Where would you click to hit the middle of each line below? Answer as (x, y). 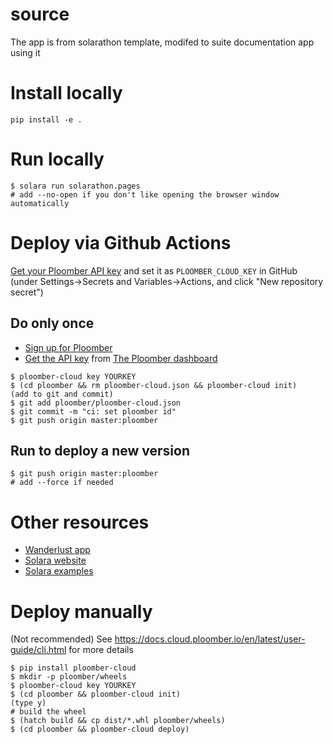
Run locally (57, 159)
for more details (101, 650)
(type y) (28, 703)
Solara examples (59, 571)
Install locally (66, 93)
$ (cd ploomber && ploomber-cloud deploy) (100, 729)
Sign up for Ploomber (68, 347)
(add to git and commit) (62, 394)
